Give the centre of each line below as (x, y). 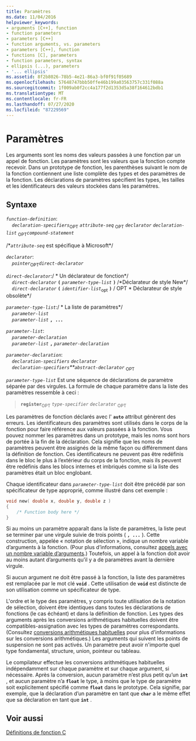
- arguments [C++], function (42, 28)
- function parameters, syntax (44, 60)
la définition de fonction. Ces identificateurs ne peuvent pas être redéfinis (95, 454)
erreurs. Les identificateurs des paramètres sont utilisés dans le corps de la (97, 422)
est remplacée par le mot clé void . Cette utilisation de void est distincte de (96, 584)
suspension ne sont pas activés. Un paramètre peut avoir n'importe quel (93, 645)
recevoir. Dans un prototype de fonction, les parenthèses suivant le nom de (97, 167)
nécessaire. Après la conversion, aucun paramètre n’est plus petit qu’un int (97, 675)
